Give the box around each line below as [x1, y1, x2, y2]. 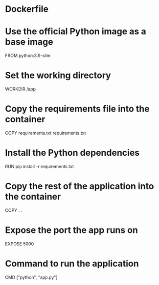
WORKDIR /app [5, 86, 36, 92]
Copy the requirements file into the [5, 103, 150, 114]
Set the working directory [5, 70, 111, 81]
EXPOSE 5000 [5, 241, 34, 247]
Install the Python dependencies [5, 147, 140, 158]
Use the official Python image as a [5, 26, 146, 37]
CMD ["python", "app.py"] [5, 274, 58, 280]
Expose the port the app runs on [5, 225, 138, 236]
